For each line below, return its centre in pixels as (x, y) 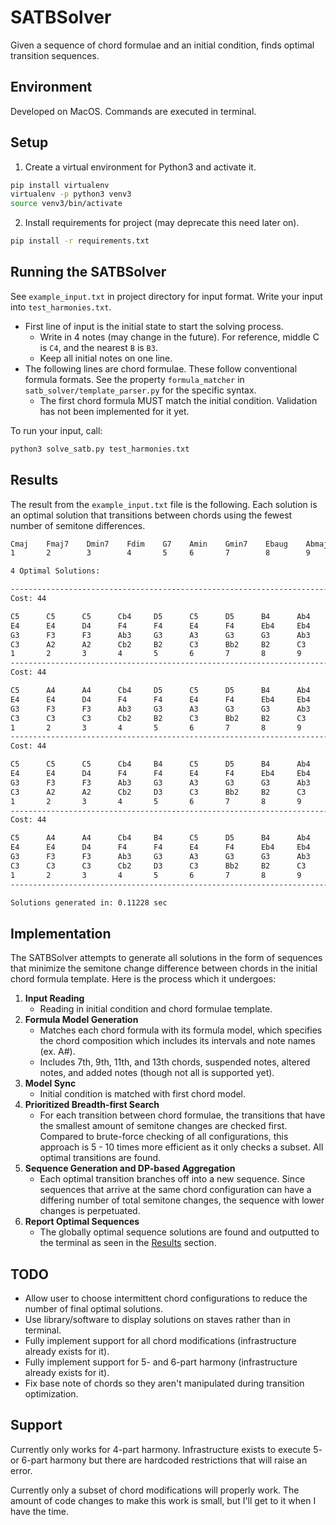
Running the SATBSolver (88, 272)
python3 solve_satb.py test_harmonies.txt (100, 449)
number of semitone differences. (78, 525)
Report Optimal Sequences (82, 1222)
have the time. (40, 1511)
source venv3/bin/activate (66, 204)
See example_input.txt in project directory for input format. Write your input (166, 296)
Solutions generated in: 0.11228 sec (89, 902)
